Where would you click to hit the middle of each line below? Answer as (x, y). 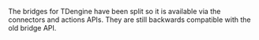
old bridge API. (32, 28)
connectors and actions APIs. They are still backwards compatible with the (129, 20)
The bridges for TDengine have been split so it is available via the (114, 11)
